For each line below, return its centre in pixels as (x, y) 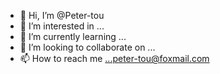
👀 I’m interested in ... (62, 26)
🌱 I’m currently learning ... (73, 36)
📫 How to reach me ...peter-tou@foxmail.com (114, 58)
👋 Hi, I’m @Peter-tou (62, 15)
